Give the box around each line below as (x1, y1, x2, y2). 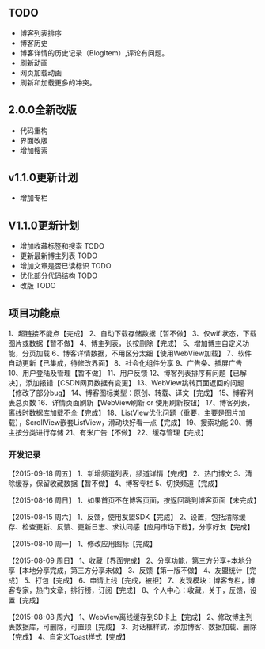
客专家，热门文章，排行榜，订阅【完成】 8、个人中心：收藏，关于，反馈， (8, 586, 251, 595)
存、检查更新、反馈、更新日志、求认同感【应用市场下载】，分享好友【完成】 (8, 522, 255, 532)
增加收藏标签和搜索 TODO (19, 241, 104, 251)
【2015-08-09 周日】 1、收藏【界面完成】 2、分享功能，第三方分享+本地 (8, 556, 245, 565)
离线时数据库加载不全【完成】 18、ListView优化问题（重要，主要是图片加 (8, 408, 246, 418)
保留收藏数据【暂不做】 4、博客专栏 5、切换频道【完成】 (35, 479, 222, 488)
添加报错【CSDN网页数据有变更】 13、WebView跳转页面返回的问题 (25, 378, 244, 388)
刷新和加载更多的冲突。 (19, 78, 97, 87)
